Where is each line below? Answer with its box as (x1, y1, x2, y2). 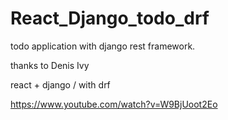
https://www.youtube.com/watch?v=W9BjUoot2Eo (10, 98, 218, 110)
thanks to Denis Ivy (10, 59, 90, 71)
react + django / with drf (10, 78, 111, 91)
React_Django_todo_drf (10, 7, 210, 30)
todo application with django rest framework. (10, 40, 196, 52)
